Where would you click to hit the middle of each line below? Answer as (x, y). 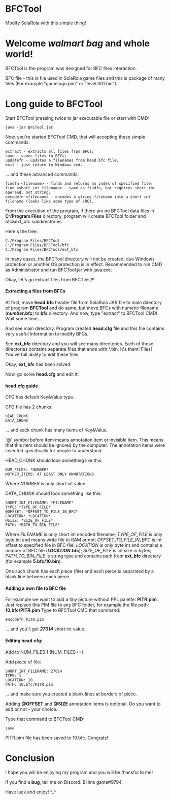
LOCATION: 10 (19, 680)
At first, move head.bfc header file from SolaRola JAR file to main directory (84, 303)
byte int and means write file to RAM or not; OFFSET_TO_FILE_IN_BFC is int (83, 540)
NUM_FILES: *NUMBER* (27, 470)
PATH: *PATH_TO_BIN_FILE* (32, 525)
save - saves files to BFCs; (36, 156)
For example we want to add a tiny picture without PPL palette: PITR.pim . (82, 599)
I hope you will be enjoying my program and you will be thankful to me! (79, 772)
